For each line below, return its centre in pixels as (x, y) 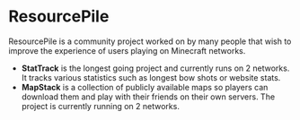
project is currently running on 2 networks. (101, 106)
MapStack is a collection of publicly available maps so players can (145, 87)
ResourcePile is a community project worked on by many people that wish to (150, 41)
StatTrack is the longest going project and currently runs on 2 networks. (155, 68)
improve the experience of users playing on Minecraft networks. (127, 50)
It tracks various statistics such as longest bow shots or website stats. (151, 77)
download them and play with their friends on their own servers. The (148, 97)
